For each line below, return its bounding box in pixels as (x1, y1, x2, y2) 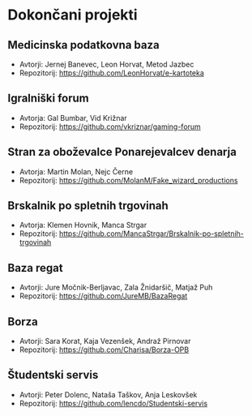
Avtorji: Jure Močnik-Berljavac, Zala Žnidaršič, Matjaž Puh (19, 282, 213, 293)
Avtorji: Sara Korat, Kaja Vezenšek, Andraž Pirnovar (19, 337, 191, 346)
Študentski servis (7, 368, 99, 382)
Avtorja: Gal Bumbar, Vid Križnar (19, 113, 127, 122)
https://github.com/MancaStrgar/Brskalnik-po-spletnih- (58, 229, 245, 238)
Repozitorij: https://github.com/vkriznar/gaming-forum (19, 122, 202, 131)
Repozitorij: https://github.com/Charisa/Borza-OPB (19, 345, 190, 354)
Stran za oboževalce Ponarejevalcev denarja (7, 145, 237, 159)
